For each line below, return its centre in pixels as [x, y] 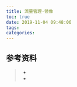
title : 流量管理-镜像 [30, 11]
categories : [20, 33]
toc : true [18, 17]
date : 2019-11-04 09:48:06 [39, 22]
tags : [13, 28]
